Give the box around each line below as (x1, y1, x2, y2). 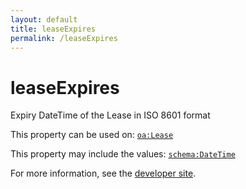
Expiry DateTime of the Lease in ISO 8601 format (10, 109, 211, 121)
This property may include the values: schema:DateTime (10, 148, 236, 160)
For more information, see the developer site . (10, 167, 197, 180)
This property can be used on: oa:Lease (10, 129, 174, 141)
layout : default (10, 14, 78, 25)
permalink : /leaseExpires (10, 33, 118, 43)
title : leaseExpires (10, 24, 97, 34)
